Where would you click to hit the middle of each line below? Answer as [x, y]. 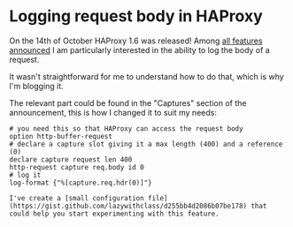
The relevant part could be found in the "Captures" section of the [128, 102]
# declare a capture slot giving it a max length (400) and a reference [146, 144]
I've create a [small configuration [77, 198]
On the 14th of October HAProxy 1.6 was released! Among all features [136, 41]
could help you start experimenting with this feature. [114, 214]
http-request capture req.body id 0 [77, 167]
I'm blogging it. [36, 86]
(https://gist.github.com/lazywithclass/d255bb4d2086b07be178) [128, 206]
